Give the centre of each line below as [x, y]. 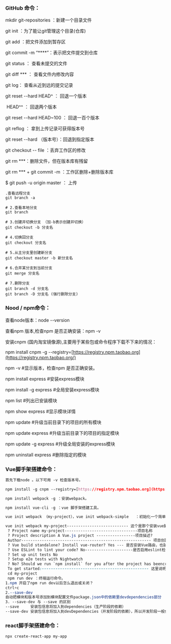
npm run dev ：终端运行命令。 [36, 578]
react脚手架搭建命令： [33, 625]
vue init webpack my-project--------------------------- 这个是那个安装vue [85, 526]
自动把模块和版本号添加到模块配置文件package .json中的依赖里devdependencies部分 [83, 597]
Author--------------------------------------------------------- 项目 [84, 540]
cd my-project [22, 574]
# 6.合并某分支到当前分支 [29, 268]
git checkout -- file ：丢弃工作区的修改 [46, 150]
